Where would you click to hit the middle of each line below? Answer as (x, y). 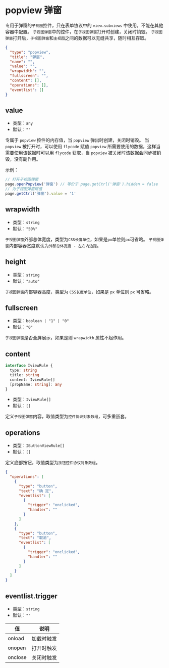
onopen (17, 648)
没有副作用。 (27, 159)
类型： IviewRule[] (32, 399)
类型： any (23, 123)
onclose (17, 657)
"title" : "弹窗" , (27, 57)
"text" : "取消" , (35, 538)
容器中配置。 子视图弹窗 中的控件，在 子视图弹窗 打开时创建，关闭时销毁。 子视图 (84, 31)
